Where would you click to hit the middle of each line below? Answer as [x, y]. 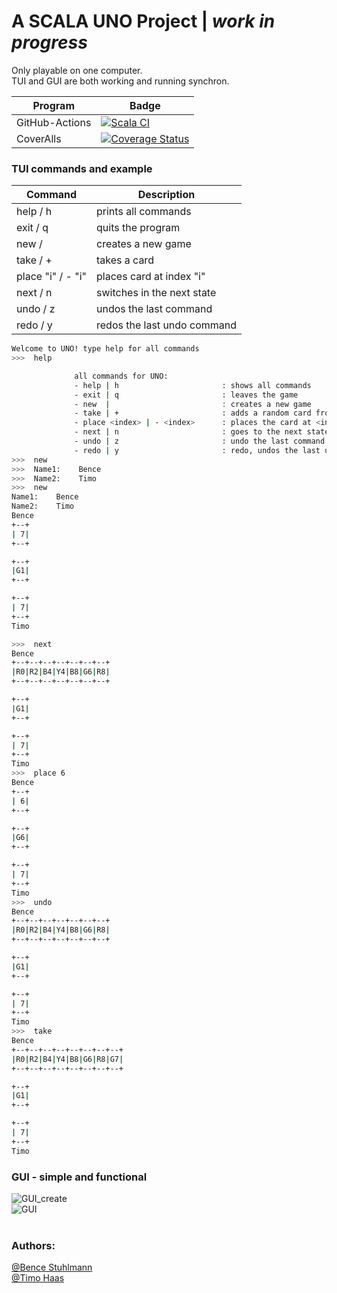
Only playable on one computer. [77, 70]
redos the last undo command [166, 325]
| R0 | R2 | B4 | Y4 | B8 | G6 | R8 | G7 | [67, 1059]
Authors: [33, 1245]
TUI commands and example [82, 168]
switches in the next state [156, 293]
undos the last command [154, 309]
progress [49, 42]
